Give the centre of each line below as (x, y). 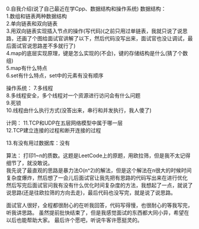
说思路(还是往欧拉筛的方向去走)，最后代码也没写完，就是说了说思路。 (91, 193)
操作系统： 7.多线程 (30, 88)
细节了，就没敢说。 (30, 163)
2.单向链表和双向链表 (32, 23)
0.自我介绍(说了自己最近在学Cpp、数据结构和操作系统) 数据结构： (86, 9)
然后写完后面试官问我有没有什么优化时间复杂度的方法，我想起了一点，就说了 (99, 185)
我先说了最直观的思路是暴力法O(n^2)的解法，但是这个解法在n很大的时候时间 (99, 170)
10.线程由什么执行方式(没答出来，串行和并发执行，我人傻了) (79, 110)
